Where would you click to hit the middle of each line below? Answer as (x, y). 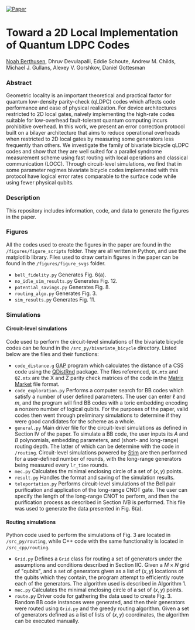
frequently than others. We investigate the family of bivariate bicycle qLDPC (97, 145)
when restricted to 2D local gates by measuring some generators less (90, 139)
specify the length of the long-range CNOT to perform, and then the (96, 496)
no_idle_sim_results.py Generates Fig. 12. (66, 280)
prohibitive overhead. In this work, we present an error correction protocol (95, 126)
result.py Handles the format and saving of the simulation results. (95, 477)
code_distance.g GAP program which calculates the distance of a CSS (99, 365)
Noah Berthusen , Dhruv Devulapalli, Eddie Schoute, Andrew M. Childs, (91, 61)
